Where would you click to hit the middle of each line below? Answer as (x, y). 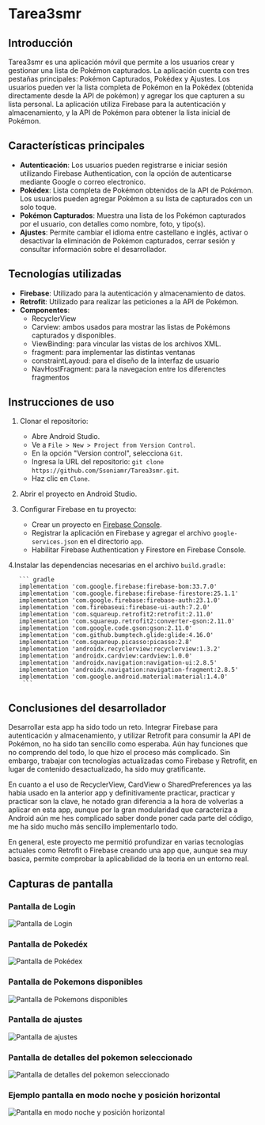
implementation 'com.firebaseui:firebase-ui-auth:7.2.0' (115, 608)
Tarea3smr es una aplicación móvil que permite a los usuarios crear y (121, 62)
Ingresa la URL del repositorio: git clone (98, 462)
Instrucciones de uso (61, 402)
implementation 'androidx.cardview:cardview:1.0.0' (106, 656)
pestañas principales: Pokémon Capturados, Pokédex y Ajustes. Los (119, 79)
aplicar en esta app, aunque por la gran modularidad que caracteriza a (123, 810)
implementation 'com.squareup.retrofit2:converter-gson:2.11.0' (127, 622)
